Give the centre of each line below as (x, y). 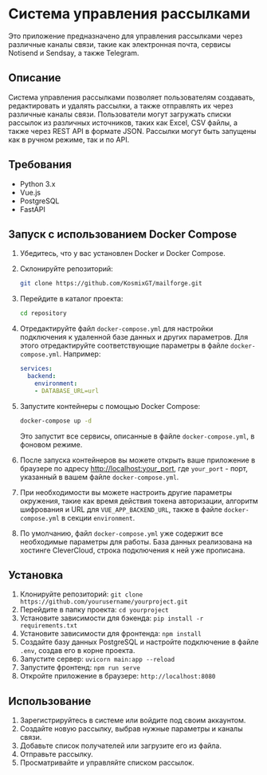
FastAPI (32, 209)
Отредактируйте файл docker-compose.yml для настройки (116, 328)
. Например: (80, 354)
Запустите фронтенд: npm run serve (80, 667)
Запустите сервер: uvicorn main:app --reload (97, 659)
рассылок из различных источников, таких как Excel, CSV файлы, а (123, 122)
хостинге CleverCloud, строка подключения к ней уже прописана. (132, 550)
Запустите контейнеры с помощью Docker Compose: (110, 406)
